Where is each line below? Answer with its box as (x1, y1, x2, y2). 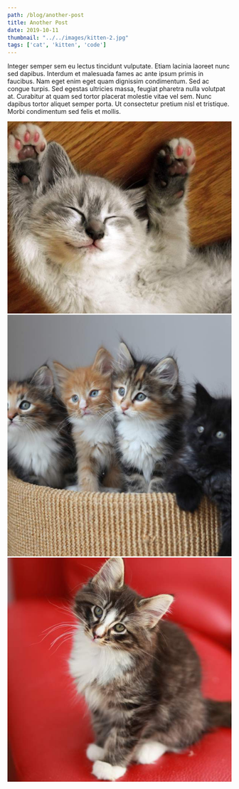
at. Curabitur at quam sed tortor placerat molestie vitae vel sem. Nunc (7, 92, 212, 101)
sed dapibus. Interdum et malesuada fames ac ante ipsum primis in (7, 70, 204, 78)
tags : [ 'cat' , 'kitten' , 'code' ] (7, 41, 107, 49)
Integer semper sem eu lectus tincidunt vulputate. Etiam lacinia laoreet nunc (7, 62, 230, 70)
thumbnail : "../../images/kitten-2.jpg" (7, 34, 129, 41)
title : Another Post (7, 18, 69, 26)
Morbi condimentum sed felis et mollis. (7, 107, 121, 116)
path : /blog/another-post (7, 11, 84, 18)
